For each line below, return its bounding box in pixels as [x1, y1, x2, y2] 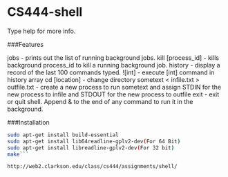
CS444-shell [7, 4, 83, 20]
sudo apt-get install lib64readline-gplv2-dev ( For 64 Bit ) [7, 138, 181, 145]
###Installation [7, 118, 50, 126]
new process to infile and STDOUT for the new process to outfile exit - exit [7, 90, 220, 98]
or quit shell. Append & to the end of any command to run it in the [7, 97, 193, 105]
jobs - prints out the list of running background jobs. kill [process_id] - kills [7, 53, 220, 62]
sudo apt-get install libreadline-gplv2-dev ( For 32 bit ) [7, 144, 175, 152]
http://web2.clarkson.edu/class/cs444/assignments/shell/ [7, 163, 178, 170]
